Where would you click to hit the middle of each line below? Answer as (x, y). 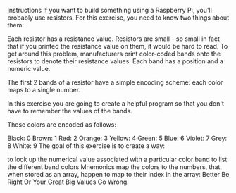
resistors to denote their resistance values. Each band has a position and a (116, 61)
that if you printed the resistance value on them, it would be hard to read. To (118, 46)
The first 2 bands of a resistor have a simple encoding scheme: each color (115, 82)
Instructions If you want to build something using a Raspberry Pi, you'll (110, 10)
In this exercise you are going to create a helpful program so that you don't (116, 104)
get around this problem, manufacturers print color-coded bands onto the (114, 54)
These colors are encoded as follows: (62, 125)
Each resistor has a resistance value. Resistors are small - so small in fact (114, 39)
